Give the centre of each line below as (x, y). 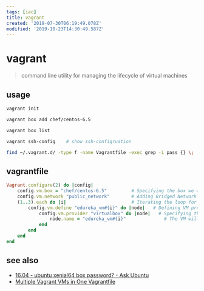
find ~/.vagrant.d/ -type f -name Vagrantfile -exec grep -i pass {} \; (100, 152)
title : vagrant (25, 18)
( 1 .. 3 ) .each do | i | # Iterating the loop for (107, 202)
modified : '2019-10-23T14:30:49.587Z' (55, 29)
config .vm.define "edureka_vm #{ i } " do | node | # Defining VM (108, 208)
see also (22, 260)
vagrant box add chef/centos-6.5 (49, 119)
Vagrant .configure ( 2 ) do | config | (50, 186)
